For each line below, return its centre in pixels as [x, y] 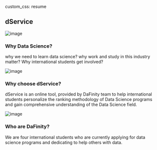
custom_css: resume [26, 7]
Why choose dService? [33, 84]
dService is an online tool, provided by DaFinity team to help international [78, 94]
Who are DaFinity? [27, 127]
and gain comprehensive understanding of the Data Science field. [71, 105]
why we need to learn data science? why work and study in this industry [78, 57]
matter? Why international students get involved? [54, 62]
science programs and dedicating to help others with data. [64, 142]
